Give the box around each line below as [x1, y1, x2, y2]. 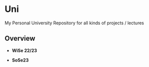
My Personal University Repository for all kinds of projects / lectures [4, 20, 145, 26]
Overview [4, 34, 36, 43]
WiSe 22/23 [11, 47, 37, 53]
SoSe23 [11, 57, 29, 63]
